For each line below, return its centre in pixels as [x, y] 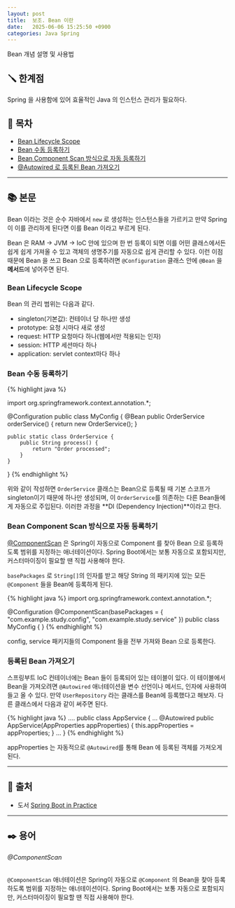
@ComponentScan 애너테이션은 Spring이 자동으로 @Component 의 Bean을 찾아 [110, 880]
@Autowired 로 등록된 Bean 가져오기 [69, 167]
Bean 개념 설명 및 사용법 [41, 54]
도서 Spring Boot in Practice [57, 805]
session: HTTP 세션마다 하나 [57, 345]
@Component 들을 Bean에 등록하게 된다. [60, 584]
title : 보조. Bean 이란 [41, 20]
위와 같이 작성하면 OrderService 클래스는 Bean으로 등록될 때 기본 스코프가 [109, 489]
